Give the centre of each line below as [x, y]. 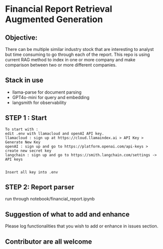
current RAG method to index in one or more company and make [70, 60]
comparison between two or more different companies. [61, 65]
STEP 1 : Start [26, 118]
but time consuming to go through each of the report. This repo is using [78, 54]
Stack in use [24, 80]
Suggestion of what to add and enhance [68, 214]
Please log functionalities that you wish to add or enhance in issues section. [82, 226]
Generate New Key [23, 142]
